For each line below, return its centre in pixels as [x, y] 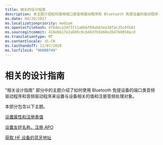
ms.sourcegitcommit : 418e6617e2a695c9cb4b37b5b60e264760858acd [70, 32]
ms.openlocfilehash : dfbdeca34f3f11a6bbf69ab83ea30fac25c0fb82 [70, 28]
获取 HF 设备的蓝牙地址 [28, 138]
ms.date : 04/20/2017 [26, 18]
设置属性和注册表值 [24, 117]
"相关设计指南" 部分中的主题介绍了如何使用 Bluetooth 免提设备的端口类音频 [80, 90]
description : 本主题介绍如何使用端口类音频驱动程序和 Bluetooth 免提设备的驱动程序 [82, 14]
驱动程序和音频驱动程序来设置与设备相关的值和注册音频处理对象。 [71, 96]
